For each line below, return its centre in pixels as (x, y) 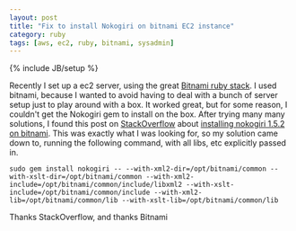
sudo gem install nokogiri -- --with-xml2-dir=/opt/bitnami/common (138, 169)
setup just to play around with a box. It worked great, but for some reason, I (148, 105)
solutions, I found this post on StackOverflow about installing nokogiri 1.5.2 (147, 124)
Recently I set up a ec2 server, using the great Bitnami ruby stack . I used (143, 85)
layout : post (34, 18)
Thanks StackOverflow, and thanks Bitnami (89, 218)
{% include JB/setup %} (54, 68)
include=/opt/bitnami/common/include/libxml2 (96, 185)
